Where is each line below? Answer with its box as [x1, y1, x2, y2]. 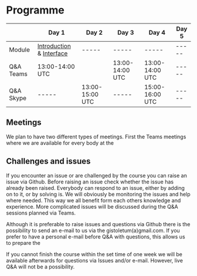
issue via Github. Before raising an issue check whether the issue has [6, 178, 174, 185]
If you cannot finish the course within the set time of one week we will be [6, 250, 183, 258]
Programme [6, 4, 64, 17]
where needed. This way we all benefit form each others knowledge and [6, 197, 181, 204]
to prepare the [6, 239, 41, 246]
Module [9, 45, 30, 53]
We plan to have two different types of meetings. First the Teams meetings [6, 133, 186, 140]
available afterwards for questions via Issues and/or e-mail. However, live [6, 257, 184, 264]
